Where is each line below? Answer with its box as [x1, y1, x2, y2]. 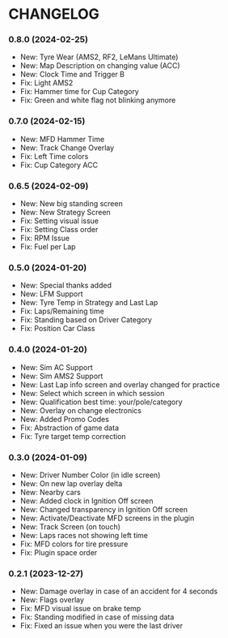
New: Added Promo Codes [19, 414, 109, 424]
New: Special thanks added [19, 281, 112, 291]
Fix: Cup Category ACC [19, 160, 99, 170]
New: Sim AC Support [19, 362, 93, 372]
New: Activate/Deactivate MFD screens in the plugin [19, 513, 195, 523]
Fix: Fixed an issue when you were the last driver [19, 621, 184, 631]
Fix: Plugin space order [19, 547, 98, 557]
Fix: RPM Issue [19, 233, 70, 244]
